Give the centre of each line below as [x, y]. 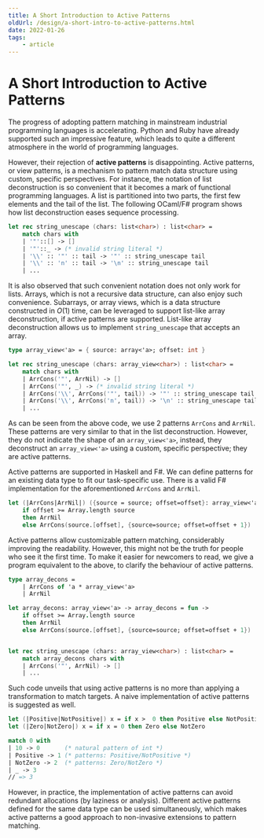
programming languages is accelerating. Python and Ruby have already [124, 130]
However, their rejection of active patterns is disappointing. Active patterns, [132, 163]
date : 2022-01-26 [37, 30]
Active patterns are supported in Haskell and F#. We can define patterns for [131, 472]
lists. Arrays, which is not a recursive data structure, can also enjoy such [125, 294]
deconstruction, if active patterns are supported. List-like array [110, 319]
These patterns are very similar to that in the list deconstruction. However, [128, 432]
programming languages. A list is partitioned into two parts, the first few [125, 196]
